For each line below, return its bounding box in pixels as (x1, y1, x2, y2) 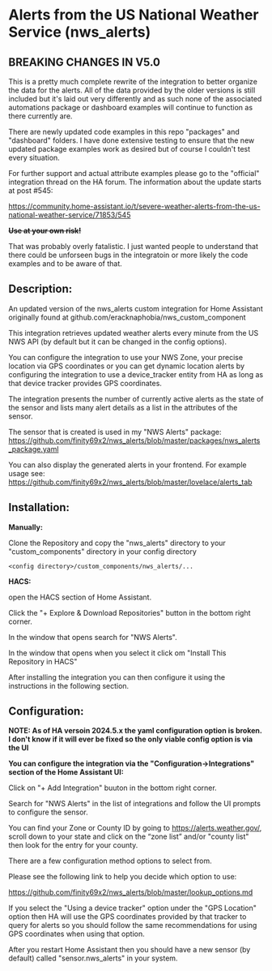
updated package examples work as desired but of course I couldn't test (8, 144, 251, 153)
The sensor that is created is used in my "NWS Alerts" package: (8, 427, 222, 436)
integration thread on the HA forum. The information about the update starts (8, 177, 261, 187)
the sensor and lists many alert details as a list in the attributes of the (8, 402, 238, 412)
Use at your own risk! (8, 226, 82, 235)
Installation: (8, 501, 70, 514)
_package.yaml (8, 444, 59, 453)
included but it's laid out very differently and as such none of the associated (8, 94, 262, 103)
